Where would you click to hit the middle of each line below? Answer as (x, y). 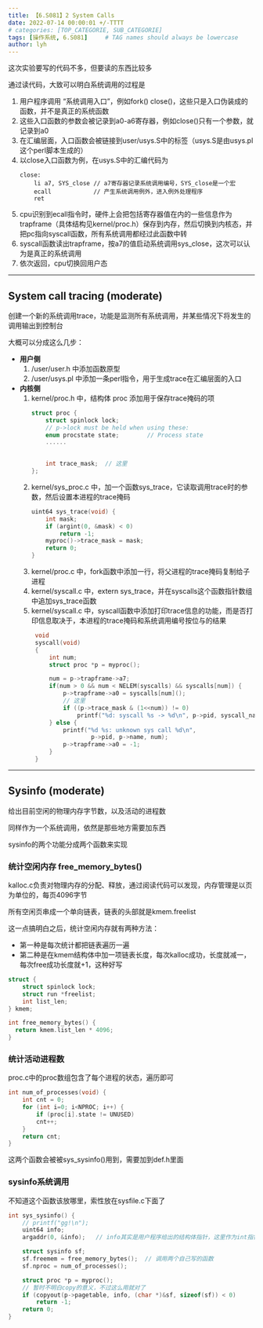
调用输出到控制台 (36, 325)
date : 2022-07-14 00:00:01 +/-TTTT (66, 23)
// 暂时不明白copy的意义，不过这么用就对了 (84, 1288)
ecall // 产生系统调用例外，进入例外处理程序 (119, 192)
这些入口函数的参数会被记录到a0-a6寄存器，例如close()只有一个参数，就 (137, 121)
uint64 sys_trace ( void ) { (73, 511)
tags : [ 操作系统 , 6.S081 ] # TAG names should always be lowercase (123, 37)
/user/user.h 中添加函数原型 (76, 368)
